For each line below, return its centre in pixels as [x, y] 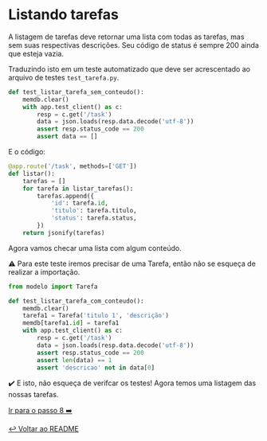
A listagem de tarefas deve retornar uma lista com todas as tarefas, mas [126, 37]
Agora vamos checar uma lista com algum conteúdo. [95, 248]
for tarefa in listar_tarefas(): [78, 189]
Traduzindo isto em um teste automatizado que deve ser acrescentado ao [130, 68]
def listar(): [32, 174]
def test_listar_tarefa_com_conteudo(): [77, 301]
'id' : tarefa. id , [80, 203]
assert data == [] [67, 137]
